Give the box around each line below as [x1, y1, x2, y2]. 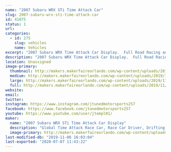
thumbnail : [10, 69, 33, 74]
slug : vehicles [14, 41, 47, 46]
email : [5, 92, 19, 97]
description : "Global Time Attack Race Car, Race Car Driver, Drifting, [10, 125, 167, 130]
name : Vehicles [14, 45, 47, 50]
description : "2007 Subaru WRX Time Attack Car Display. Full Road [5, 54, 154, 60]
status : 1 [5, 21, 26, 27]
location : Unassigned [5, 59, 51, 64]
